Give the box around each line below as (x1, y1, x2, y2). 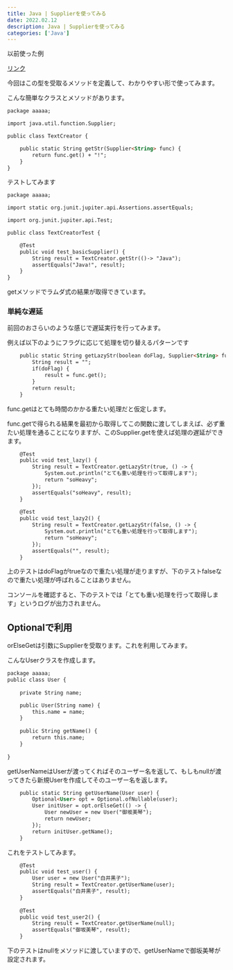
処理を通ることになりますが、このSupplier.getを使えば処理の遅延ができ (19, 428, 224, 436)
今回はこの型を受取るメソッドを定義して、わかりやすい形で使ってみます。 (7, 79, 218, 87)
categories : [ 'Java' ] (7, 29, 70, 37)
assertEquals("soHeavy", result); (32, 489, 132, 496)
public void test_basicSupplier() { (19, 248, 126, 256)
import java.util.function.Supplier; (7, 120, 116, 127)
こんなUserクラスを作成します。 (7, 656, 99, 664)
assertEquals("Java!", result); (32, 261, 126, 268)
